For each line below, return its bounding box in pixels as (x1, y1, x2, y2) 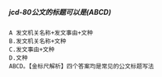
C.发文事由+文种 (9, 46, 55, 53)
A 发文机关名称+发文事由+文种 (9, 28, 93, 37)
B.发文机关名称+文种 (9, 37, 67, 45)
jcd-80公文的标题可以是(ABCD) (9, 7, 112, 16)
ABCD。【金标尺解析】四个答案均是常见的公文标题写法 (9, 62, 155, 70)
